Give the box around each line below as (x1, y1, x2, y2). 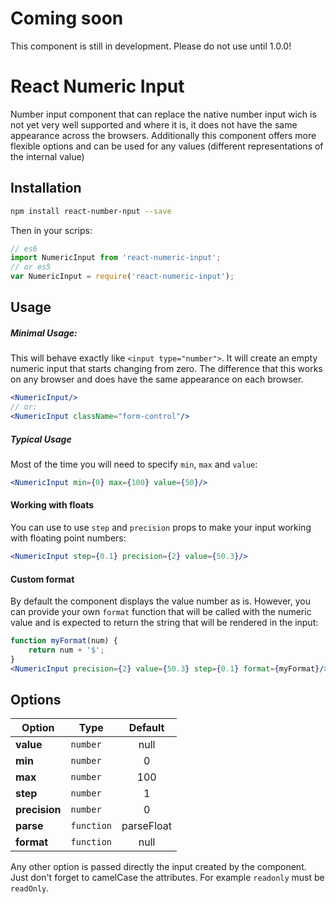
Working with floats (10, 499, 95, 511)
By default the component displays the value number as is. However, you (10, 595, 311, 607)
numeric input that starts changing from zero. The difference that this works (10, 363, 323, 375)
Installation (10, 180, 82, 197)
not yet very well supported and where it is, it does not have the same (10, 118, 298, 131)
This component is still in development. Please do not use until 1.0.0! (10, 40, 292, 52)
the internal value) (10, 150, 85, 162)
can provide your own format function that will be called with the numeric (10, 606, 312, 618)
